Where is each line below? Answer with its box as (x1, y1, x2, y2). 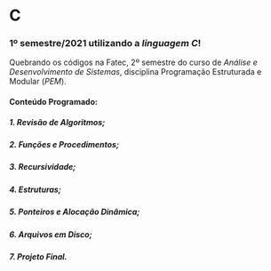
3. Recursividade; (9, 162, 76, 172)
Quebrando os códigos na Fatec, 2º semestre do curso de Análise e (9, 57, 258, 68)
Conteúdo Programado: (9, 97, 98, 108)
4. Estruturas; (9, 184, 62, 195)
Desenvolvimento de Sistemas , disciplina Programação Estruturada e (9, 67, 262, 77)
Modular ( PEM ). (9, 76, 67, 87)
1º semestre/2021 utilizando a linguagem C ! (9, 37, 202, 50)
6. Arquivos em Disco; (9, 228, 92, 240)
